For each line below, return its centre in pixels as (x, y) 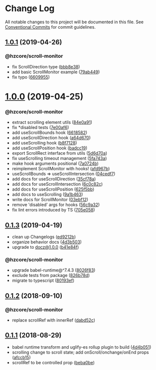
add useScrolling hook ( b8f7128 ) (44, 143)
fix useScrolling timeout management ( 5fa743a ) (59, 159)
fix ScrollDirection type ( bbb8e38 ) (46, 66)
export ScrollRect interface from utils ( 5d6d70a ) (60, 153)
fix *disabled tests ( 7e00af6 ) (40, 128)
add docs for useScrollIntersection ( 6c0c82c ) (57, 184)
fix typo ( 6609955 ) (31, 77)
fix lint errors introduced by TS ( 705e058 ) (53, 210)
